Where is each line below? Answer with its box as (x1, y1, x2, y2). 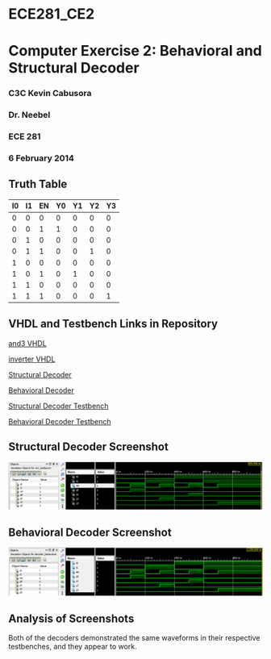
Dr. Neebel (8, 110, 51, 121)
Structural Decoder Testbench (8, 401, 109, 411)
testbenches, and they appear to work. (8, 642, 137, 652)
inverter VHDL (8, 354, 56, 364)
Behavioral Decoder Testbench (8, 416, 111, 426)
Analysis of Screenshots (8, 611, 135, 625)
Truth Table (8, 177, 68, 191)
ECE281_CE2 (8, 5, 95, 23)
